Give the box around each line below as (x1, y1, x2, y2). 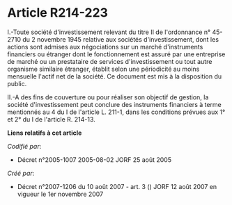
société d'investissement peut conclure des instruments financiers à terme (7, 100, 222, 108)
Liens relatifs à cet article (7, 129, 82, 137)
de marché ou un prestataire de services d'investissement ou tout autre (7, 57, 212, 65)
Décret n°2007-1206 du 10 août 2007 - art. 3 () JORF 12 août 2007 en (17, 182, 217, 190)
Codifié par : (7, 142, 42, 150)
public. (7, 79, 27, 88)
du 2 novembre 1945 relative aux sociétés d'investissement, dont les (22, 35, 219, 43)
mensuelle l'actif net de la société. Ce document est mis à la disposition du (7, 72, 222, 81)
